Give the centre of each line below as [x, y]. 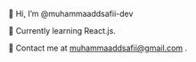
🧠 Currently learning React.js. [62, 31]
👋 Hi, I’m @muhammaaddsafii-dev [71, 14]
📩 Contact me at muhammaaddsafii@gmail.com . [98, 48]
